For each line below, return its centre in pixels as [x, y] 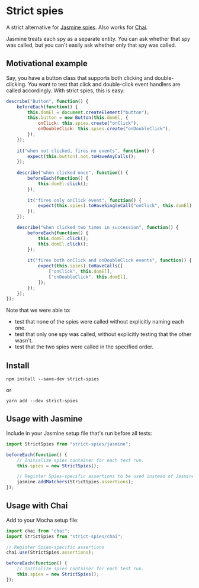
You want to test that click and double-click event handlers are [104, 84]
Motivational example [47, 64]
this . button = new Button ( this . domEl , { [78, 118]
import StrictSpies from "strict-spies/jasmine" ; [69, 444]
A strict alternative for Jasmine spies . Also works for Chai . [77, 27]
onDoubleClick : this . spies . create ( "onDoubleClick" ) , [104, 129]
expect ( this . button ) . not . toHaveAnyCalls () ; [82, 156]
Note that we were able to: [38, 310]
